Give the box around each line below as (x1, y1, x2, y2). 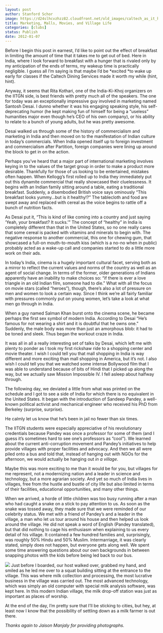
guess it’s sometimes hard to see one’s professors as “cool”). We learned (5, 435, 151, 441)
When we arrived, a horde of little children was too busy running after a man (5, 496, 158, 501)
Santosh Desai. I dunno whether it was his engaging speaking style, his (5, 103, 147, 109)
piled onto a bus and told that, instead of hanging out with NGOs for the (5, 451, 148, 457)
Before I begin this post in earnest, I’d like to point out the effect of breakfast (5, 47, 158, 53)
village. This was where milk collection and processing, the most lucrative (5, 572, 152, 578)
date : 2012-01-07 (5, 34, 40, 39)
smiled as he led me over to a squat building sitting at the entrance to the (5, 567, 151, 573)
